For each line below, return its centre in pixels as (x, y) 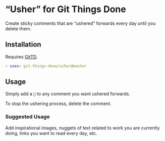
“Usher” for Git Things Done (66, 9)
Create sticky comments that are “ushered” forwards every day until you (80, 23)
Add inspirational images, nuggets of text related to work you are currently (82, 128)
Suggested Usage (27, 117)
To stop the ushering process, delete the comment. (59, 104)
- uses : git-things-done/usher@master (46, 66)
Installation (23, 45)
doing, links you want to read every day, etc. (51, 133)
